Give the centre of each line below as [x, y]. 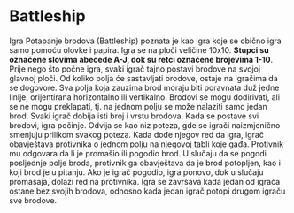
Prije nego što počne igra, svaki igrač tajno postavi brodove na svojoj [135, 69]
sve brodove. [33, 200]
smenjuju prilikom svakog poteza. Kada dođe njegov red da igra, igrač [136, 134]
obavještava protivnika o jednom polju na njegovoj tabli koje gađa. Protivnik [147, 144]
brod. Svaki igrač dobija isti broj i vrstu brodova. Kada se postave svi [134, 116]
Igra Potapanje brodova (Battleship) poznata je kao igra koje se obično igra [145, 41]
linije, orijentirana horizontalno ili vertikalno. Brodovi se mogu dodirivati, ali [145, 97]
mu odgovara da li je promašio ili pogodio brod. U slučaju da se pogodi [138, 153]
